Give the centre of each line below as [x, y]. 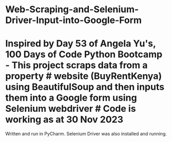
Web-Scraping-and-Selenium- [72, 9]
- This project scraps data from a [77, 65]
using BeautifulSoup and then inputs [85, 87]
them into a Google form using [71, 98]
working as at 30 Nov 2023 [64, 120]
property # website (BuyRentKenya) [84, 76]
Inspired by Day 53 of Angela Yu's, [81, 44]
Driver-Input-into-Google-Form [74, 20]
